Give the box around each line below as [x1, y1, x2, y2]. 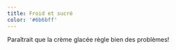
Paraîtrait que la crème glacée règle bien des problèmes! [7, 35, 170, 43]
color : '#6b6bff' [7, 16, 58, 23]
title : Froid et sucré [7, 10, 73, 17]
